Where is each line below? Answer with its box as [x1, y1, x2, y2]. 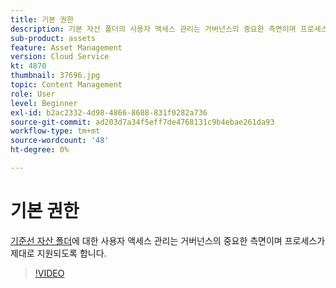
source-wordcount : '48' [10, 136, 110, 146]
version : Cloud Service [10, 52, 110, 62]
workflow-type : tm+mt [10, 126, 101, 136]
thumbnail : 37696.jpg [10, 71, 101, 81]
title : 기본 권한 [10, 14, 75, 25]
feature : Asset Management [10, 42, 123, 53]
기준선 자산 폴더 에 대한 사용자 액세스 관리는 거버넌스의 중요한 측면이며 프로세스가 [10, 234, 326, 246]
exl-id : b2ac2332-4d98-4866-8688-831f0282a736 [10, 107, 208, 118]
